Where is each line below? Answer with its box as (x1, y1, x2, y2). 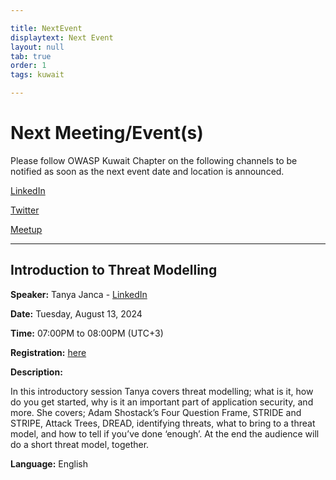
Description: (10, 366, 63, 378)
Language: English (10, 457, 88, 470)
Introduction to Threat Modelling (10, 262, 218, 279)
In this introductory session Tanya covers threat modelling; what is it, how (10, 385, 314, 397)
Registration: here (10, 346, 87, 358)
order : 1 (10, 61, 47, 71)
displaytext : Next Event (10, 32, 114, 43)
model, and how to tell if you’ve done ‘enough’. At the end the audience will (10, 427, 320, 440)
